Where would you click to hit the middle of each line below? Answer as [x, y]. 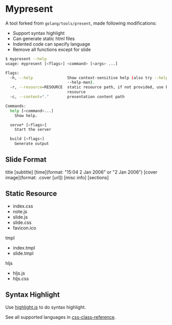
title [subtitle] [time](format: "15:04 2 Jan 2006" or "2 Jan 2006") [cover [81, 172]
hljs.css [21, 278]
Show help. [26, 116]
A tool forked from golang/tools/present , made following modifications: [81, 23]
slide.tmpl [23, 253]
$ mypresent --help [26, 59]
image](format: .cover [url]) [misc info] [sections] [57, 177]
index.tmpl [24, 247]
